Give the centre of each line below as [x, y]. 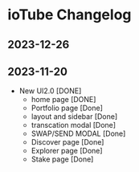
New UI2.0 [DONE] [50, 91]
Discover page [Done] [67, 142]
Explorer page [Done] [67, 151]
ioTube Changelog [69, 15]
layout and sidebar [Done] [74, 117]
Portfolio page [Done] [67, 108]
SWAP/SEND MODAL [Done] [78, 133]
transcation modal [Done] [74, 125]
